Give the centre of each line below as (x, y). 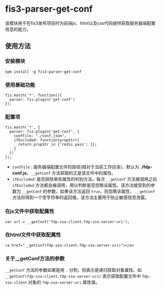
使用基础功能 (20, 85)
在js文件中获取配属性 (30, 211)
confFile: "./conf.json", (40, 136)
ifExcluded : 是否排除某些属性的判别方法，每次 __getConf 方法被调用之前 (84, 179)
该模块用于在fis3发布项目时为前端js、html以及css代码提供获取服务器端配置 (80, 23)
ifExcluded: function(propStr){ (47, 140)
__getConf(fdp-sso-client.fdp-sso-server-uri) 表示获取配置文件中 (73, 276)
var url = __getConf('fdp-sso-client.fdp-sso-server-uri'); (68, 222)
